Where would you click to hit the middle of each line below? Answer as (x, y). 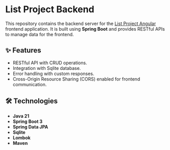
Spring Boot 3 (28, 121)
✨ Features (23, 50)
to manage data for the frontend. (40, 34)
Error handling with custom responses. (53, 73)
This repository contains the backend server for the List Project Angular (81, 23)
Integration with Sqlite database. (47, 68)
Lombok (21, 137)
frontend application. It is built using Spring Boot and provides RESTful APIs (85, 29)
